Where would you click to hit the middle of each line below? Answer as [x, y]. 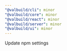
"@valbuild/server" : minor [33, 24]
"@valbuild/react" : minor [32, 19]
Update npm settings [27, 43]
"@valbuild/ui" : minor [29, 29]
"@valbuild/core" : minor [31, 15]
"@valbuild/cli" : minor [30, 10]
